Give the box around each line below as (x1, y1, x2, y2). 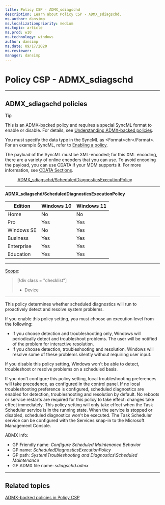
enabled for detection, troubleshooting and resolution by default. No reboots (5, 392, 160, 397)
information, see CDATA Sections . (5, 168, 74, 173)
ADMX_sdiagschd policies (5, 99, 87, 108)
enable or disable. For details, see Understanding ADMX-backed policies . (5, 127, 154, 133)
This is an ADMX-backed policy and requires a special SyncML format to (5, 122, 152, 128)
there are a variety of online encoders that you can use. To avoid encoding (5, 157, 156, 163)
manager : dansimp (5, 53, 41, 58)
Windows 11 (76, 202, 107, 209)
